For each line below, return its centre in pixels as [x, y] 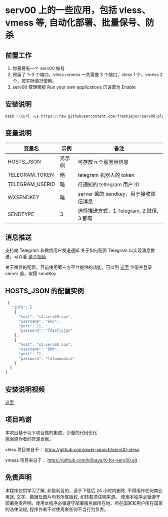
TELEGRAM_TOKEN [31, 175]
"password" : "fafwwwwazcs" [46, 358]
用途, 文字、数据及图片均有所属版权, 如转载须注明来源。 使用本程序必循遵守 [83, 496]
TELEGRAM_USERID [31, 184]
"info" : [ [22, 307]
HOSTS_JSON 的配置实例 [44, 291]
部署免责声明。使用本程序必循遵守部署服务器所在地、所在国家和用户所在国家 [84, 503]
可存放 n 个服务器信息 [103, 162]
